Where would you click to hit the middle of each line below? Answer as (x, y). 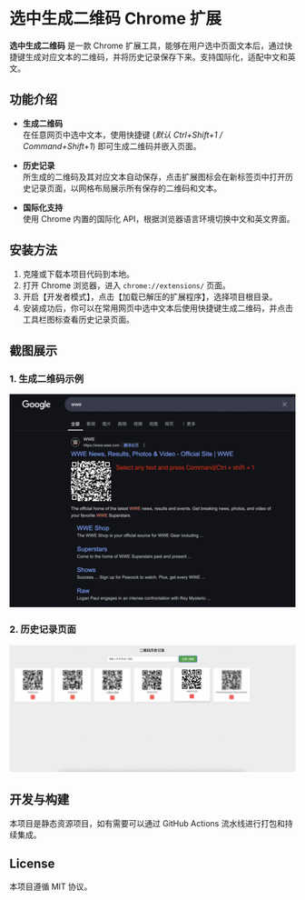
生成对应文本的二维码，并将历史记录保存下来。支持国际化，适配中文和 (156, 56)
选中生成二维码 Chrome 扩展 (116, 19)
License (32, 863)
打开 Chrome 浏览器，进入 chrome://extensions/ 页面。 (127, 285)
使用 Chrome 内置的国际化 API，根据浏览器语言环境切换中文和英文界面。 (158, 218)
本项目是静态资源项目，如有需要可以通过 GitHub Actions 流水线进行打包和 (148, 823)
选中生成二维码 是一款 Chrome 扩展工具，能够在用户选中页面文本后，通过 (147, 45)
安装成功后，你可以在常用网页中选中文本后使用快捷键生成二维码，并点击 (157, 308)
